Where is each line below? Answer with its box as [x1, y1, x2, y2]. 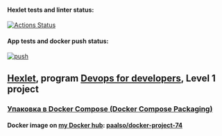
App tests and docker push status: [7, 37, 109, 45]
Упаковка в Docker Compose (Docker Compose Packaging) [7, 104, 213, 114]
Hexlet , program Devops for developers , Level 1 [7, 72, 216, 84]
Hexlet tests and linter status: [7, 6, 94, 14]
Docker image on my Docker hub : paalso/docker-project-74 [7, 121, 182, 130]
